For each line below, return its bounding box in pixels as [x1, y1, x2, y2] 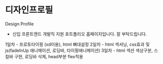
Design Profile [5, 21, 34, 27]
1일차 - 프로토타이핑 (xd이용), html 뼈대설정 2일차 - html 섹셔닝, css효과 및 [5, 41, 150, 47]
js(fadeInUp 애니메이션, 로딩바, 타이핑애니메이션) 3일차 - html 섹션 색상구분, [5, 47, 153, 53]
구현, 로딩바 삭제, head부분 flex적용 [14, 53, 83, 59]
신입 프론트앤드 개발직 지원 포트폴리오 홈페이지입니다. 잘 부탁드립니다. [12, 31, 147, 37]
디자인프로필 [5, 4, 53, 16]
